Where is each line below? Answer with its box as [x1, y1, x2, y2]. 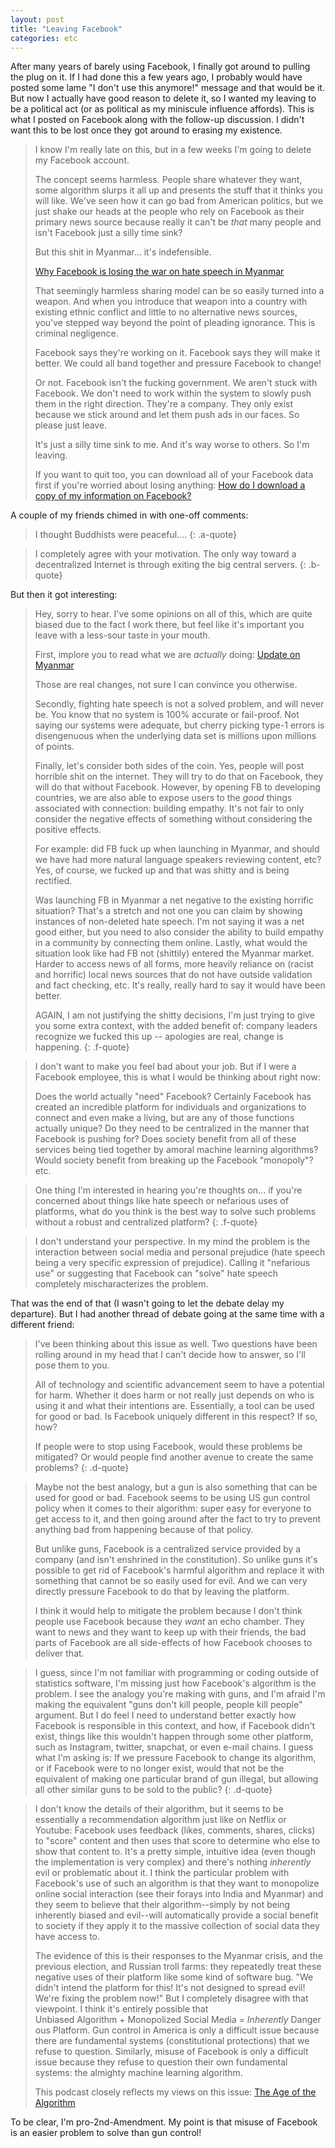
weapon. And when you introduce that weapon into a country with [34, 296, 308, 308]
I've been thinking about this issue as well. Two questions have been [34, 1338, 318, 1350]
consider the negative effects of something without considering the [34, 813, 313, 825]
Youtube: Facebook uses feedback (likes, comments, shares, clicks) [34, 1824, 316, 1836]
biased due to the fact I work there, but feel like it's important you [34, 619, 305, 631]
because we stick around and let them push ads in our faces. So [34, 409, 300, 421]
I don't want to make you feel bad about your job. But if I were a [34, 1061, 297, 1073]
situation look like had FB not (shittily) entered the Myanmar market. [34, 947, 315, 960]
